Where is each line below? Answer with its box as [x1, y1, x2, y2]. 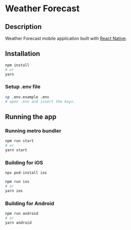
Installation [5, 50, 40, 58]
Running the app [5, 112, 56, 121]
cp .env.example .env [5, 94, 50, 100]
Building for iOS [5, 159, 43, 166]
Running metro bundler [5, 127, 61, 134]
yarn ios [5, 188, 23, 193]
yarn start [5, 148, 27, 153]
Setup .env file [5, 83, 41, 90]
